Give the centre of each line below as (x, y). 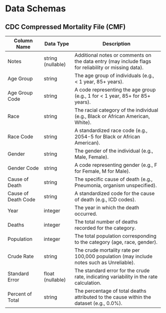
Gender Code (23, 168)
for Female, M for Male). (102, 171)
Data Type (57, 44)
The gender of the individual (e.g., (114, 151)
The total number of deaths (106, 222)
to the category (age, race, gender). (116, 242)
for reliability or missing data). (109, 67)
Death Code (21, 199)
